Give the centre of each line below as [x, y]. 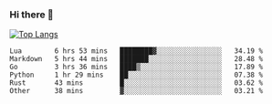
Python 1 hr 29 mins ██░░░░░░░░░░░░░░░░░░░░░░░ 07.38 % [136, 75]
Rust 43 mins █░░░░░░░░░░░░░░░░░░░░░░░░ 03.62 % [136, 83]
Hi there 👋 [32, 15]
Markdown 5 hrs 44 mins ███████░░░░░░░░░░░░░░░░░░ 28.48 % [136, 59]
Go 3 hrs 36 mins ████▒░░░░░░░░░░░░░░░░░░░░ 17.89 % [136, 68]
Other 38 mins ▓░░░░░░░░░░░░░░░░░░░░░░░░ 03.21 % [136, 91]
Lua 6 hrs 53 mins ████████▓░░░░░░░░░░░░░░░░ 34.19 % [136, 51]
